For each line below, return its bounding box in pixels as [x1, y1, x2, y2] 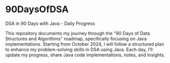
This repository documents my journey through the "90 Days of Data [5, 30, 150, 36]
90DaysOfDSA [5, 4, 69, 15]
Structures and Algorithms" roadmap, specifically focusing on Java [5, 36, 147, 42]
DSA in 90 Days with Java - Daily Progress [5, 20, 95, 26]
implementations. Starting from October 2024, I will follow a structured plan [5, 41, 164, 47]
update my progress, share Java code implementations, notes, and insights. [5, 52, 165, 58]
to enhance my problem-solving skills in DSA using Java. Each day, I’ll [5, 46, 153, 52]
